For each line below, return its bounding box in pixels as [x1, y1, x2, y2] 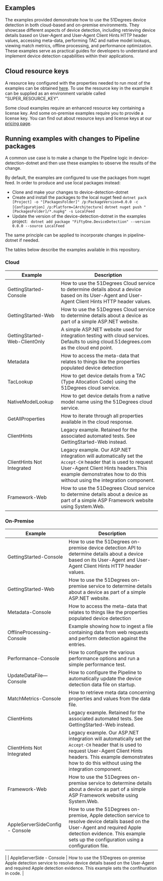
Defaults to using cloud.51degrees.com [61, 338, 151, 345]
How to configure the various [68, 649, 135, 656]
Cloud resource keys [5, 67, 69, 75]
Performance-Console [7, 655, 60, 662]
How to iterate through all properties [61, 412, 144, 419]
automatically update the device [68, 675, 142, 682]
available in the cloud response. [61, 418, 133, 425]
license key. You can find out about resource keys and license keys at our [5, 115, 152, 121]
